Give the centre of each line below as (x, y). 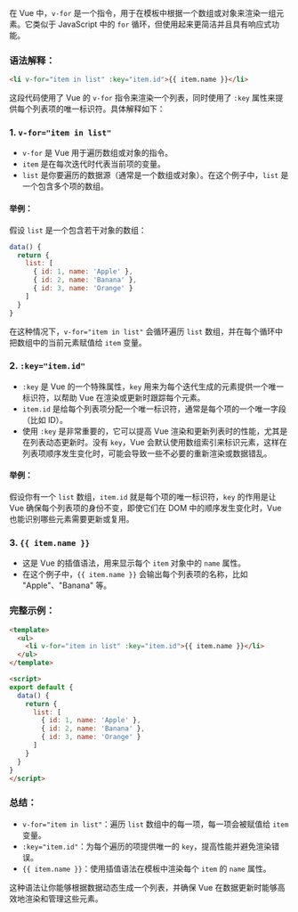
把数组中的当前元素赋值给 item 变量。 (78, 342)
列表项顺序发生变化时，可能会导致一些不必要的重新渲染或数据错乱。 (147, 453)
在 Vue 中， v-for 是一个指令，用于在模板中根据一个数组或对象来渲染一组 (143, 13)
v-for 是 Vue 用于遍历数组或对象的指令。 (97, 153)
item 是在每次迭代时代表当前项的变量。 (94, 164)
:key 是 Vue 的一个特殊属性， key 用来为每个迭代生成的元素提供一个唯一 (153, 387)
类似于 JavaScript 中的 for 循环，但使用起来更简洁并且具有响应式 (152, 24)
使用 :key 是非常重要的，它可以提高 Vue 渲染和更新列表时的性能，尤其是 (155, 431)
